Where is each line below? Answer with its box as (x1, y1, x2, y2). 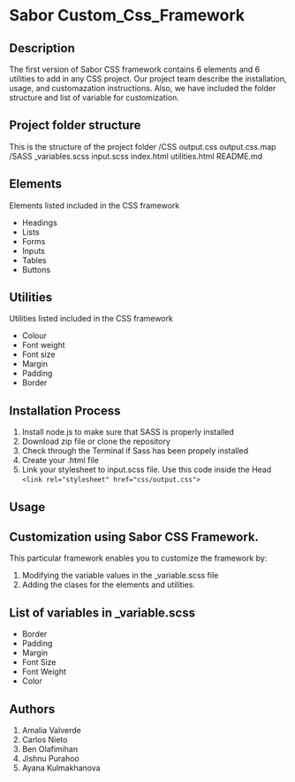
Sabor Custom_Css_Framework (9, 5, 246, 26)
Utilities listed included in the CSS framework (9, 314, 174, 324)
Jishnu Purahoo (21, 754, 79, 764)
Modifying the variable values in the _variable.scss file (21, 570, 219, 581)
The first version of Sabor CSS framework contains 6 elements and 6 (9, 64, 261, 74)
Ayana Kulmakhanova (21, 763, 101, 773)
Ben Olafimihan (21, 744, 78, 755)
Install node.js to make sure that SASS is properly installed (21, 427, 234, 437)
